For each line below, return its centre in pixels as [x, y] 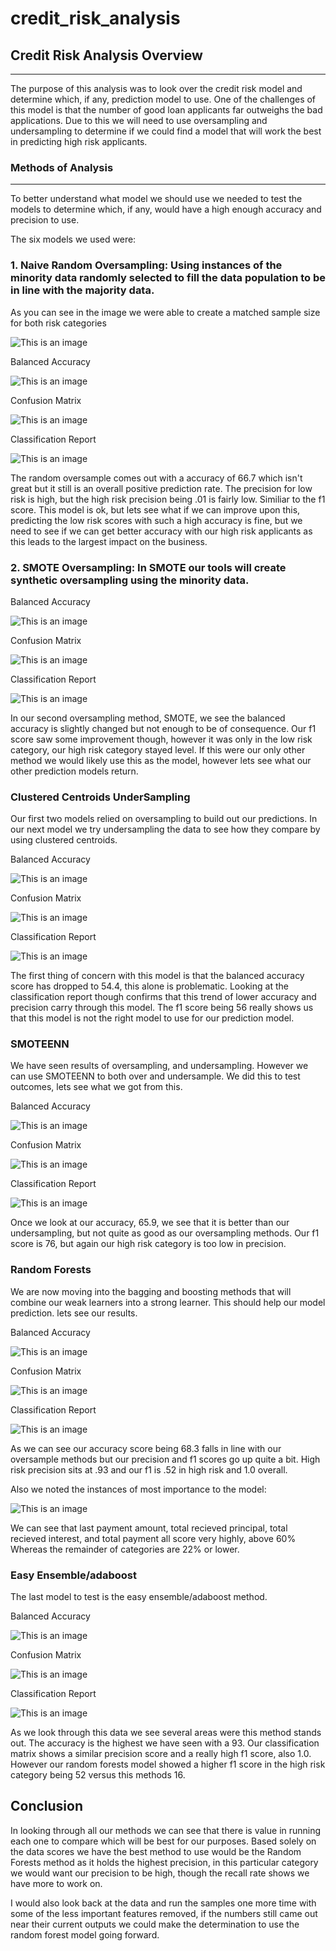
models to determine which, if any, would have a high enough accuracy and [166, 209]
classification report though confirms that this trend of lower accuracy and [163, 997]
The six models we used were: [73, 239]
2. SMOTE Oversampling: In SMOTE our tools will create [148, 567]
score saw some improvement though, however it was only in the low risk [161, 739]
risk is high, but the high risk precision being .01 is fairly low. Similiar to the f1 [168, 499]
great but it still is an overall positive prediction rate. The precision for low [161, 488]
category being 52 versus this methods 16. [98, 1775]
